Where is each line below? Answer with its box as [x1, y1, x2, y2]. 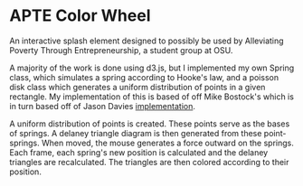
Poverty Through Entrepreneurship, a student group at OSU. [9, 44, 233, 55]
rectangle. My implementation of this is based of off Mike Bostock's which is [9, 91, 294, 102]
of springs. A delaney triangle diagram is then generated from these [9, 127, 262, 138]
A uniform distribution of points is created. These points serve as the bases [9, 118, 290, 129]
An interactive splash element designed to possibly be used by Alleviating [9, 35, 284, 46]
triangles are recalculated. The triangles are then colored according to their [9, 156, 289, 167]
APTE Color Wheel [9, 5, 151, 26]
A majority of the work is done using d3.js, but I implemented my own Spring [9, 62, 295, 73]
